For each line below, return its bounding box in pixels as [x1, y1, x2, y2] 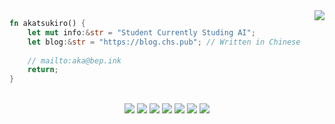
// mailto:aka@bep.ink [27, 55, 122, 66]
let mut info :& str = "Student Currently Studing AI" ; [27, 27, 256, 38]
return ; [27, 65, 59, 75]
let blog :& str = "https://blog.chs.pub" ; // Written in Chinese [27, 37, 301, 47]
